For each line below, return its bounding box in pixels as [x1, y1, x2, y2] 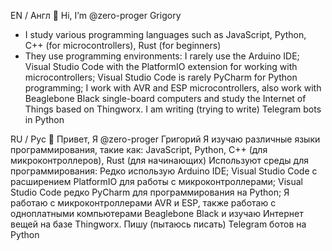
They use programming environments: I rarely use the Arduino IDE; [24, 50, 300, 62]
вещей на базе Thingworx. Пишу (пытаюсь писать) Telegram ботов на [10, 218, 307, 230]
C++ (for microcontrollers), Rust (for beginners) [24, 40, 222, 51]
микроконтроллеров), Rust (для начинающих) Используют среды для [10, 155, 309, 166]
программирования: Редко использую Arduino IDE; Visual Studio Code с [10, 165, 318, 177]
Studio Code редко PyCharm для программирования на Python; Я [10, 186, 290, 198]
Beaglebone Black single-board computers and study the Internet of [24, 93, 307, 104]
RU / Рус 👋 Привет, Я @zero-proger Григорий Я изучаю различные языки [10, 133, 321, 145]
